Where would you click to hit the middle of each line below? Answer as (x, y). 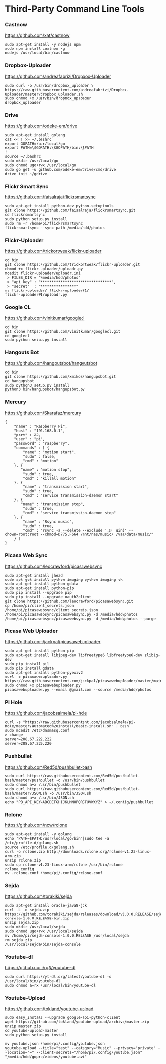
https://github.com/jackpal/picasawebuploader (53, 642)
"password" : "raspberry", (42, 443)
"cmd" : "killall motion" (50, 478)
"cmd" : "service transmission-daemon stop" (69, 513)
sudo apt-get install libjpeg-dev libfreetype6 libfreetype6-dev (74, 655)
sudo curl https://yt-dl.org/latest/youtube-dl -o (58, 977)
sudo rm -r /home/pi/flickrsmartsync (44, 224)
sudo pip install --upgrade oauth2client (48, 597)
